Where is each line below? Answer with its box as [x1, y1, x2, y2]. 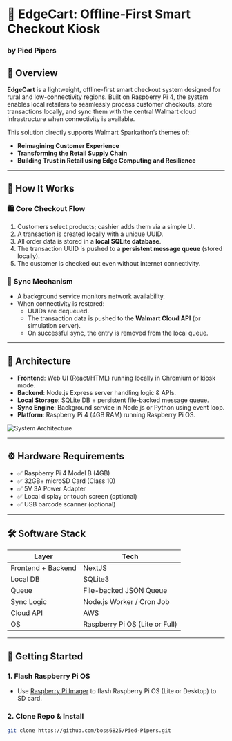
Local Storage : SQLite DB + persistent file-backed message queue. [17, 396, 209, 404]
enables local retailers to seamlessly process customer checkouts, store [7, 100, 213, 108]
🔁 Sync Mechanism [7, 276, 73, 286]
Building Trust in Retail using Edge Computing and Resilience [17, 156, 196, 165]
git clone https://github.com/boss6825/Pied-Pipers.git [7, 727, 171, 734]
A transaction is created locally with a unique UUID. [17, 230, 164, 238]
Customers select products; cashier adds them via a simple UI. [17, 222, 196, 230]
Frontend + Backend [10, 563, 77, 573]
